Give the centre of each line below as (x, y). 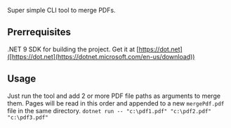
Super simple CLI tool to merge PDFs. (61, 10)
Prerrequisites (39, 32)
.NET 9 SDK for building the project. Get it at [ (73, 49)
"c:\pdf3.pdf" (28, 117)
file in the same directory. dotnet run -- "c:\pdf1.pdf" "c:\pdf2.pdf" (110, 110)
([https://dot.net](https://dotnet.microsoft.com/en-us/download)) (101, 56)
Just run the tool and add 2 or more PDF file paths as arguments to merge (114, 96)
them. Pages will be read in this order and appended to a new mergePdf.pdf (116, 103)
